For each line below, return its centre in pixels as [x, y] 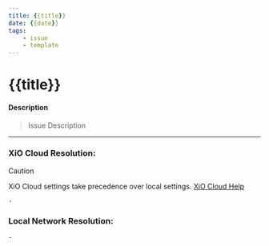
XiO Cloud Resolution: [52, 153]
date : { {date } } [34, 23]
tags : [17, 30]
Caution [21, 171]
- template [41, 46]
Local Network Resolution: [61, 220]
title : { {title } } [37, 16]
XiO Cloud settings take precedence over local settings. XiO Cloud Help [126, 186]
